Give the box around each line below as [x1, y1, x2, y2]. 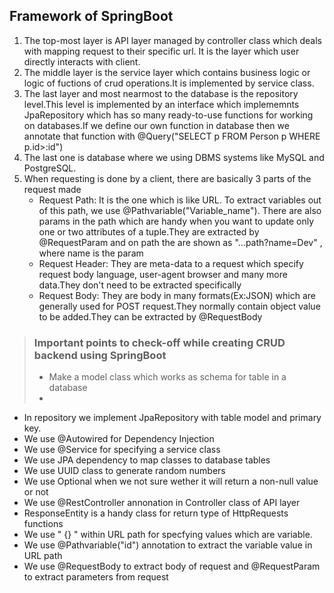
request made [23, 183, 82, 195]
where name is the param [38, 247, 144, 259]
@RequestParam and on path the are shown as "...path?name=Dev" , [38, 236, 323, 248]
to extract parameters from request [23, 571, 169, 583]
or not [23, 486, 49, 498]
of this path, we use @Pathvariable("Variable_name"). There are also [38, 204, 322, 216]
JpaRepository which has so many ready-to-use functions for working [23, 109, 314, 121]
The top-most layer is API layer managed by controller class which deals [23, 34, 322, 46]
